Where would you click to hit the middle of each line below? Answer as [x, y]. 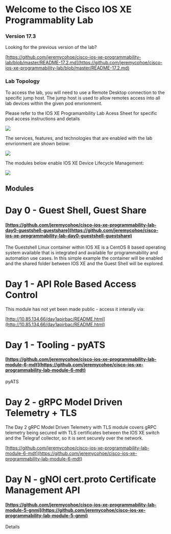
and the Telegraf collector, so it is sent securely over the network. [74, 438]
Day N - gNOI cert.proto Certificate [81, 480]
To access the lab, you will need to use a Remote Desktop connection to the [85, 92]
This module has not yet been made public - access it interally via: [75, 309]
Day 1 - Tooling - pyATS [55, 345]
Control [22, 295]
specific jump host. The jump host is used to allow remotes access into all [83, 98]
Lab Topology [22, 81]
